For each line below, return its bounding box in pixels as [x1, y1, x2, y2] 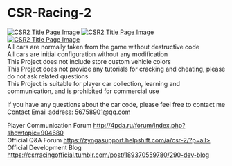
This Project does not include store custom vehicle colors [7, 57, 171, 65]
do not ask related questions [7, 72, 89, 81]
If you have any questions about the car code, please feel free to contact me [7, 100, 226, 108]
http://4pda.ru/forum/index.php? [93, 121, 186, 129]
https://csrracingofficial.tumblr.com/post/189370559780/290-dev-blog [7, 151, 210, 159]
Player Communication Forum [7, 121, 92, 129]
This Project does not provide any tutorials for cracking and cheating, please [7, 65, 226, 73]
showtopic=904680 [7, 128, 64, 137]
